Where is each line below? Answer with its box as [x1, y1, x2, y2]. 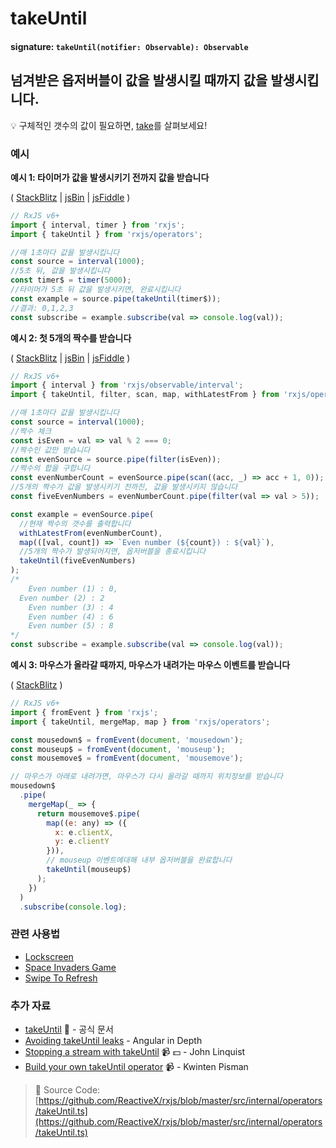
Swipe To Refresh [24, 972, 98, 984]
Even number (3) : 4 [28, 602, 114, 612]
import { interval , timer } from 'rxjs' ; [10, 220, 186, 230]
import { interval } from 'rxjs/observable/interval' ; [10, 380, 244, 391]
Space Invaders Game [24, 961, 117, 973]
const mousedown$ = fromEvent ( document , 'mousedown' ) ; [10, 735, 244, 745]
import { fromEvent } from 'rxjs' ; [10, 707, 159, 717]
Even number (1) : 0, [28, 583, 118, 594]
